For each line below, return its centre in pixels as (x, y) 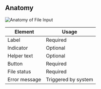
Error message (24, 79)
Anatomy (19, 8)
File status (19, 71)
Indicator (18, 48)
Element (24, 32)
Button (15, 64)
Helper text (20, 55)
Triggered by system (70, 79)
